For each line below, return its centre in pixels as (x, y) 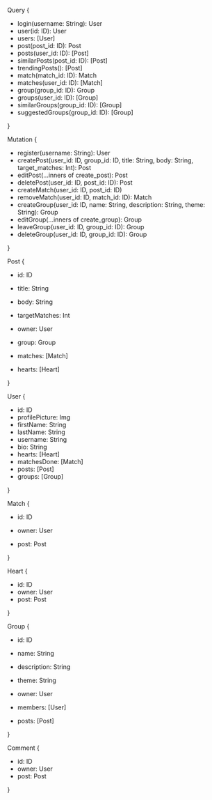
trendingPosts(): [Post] (50, 68)
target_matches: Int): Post (54, 168)
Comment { (24, 748)
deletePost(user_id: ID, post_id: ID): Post (75, 183)
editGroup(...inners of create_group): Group (80, 220)
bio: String (32, 447)
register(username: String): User (64, 153)
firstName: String (42, 425)
